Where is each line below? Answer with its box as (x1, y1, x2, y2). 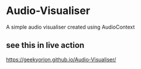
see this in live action (6, 40, 85, 50)
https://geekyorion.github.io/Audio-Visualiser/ (6, 56, 116, 63)
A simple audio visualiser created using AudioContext (6, 23, 135, 30)
